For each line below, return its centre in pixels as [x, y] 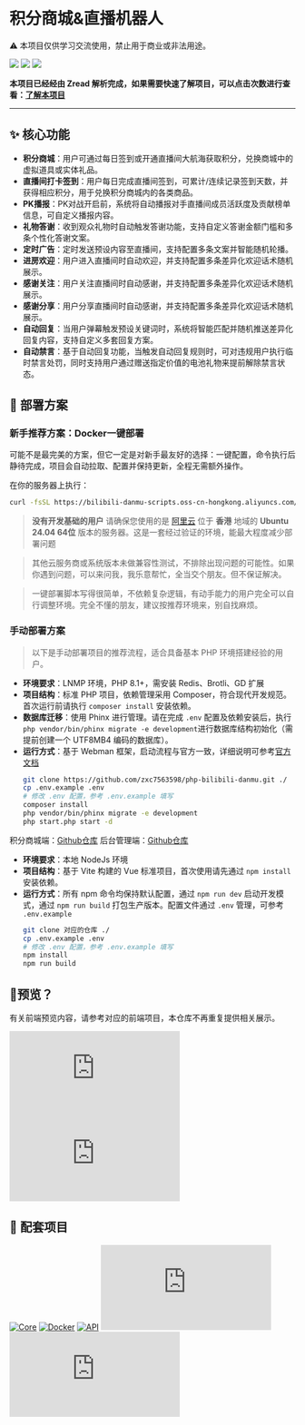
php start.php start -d [68, 821]
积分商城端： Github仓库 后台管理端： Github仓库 [99, 840]
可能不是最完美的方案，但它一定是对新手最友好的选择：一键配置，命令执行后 [152, 455]
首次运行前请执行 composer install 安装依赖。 [109, 705]
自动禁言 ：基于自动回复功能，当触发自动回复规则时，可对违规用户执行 [154, 351]
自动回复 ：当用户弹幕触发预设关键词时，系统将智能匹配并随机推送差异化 [157, 329]
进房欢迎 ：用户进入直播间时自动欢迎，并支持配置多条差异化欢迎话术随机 [157, 260]
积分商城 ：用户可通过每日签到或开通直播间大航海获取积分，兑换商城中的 [157, 158]
